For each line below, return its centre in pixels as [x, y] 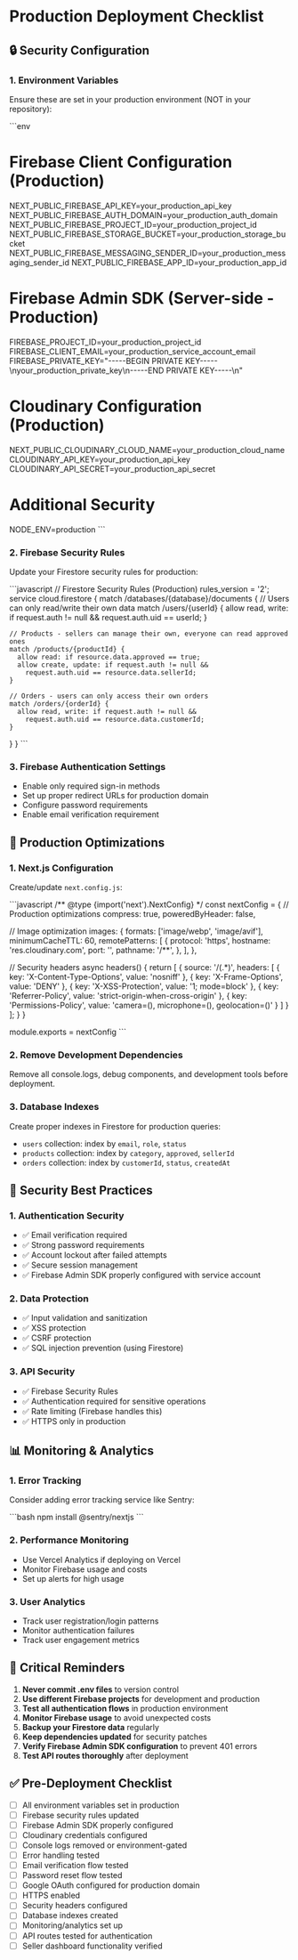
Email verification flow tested [75, 1866]
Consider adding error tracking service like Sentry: [102, 1500]
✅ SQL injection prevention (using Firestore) [103, 1348]
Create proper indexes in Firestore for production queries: [115, 1126]
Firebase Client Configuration [121, 162]
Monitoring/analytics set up [72, 1925]
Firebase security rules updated [81, 1815]
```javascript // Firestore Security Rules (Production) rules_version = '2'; [139, 588]
